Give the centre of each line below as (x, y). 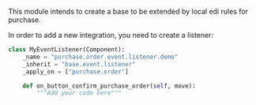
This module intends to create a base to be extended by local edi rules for (128, 11)
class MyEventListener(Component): (67, 50)
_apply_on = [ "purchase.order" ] (75, 71)
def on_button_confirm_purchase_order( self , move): (109, 86)
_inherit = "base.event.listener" (79, 64)
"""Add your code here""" (79, 93)
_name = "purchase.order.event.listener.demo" (100, 57)
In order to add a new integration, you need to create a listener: (111, 35)
